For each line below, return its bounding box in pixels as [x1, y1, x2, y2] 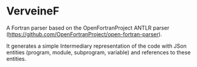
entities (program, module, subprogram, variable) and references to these [6, 48, 191, 56]
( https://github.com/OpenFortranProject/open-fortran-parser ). [6, 30, 162, 37]
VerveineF [6, 4, 60, 18]
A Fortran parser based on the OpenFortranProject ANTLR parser [6, 24, 170, 31]
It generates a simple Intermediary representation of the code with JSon [6, 42, 187, 49]
